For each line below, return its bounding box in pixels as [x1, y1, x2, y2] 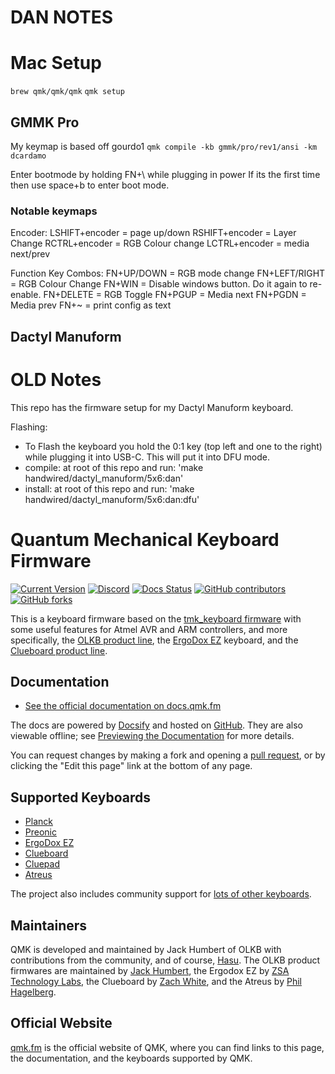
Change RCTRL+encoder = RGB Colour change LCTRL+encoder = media [10, 237, 310, 250]
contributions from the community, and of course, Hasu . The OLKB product [10, 954, 321, 966]
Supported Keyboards [10, 789, 151, 806]
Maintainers [10, 917, 88, 934]
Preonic [24, 826, 57, 838]
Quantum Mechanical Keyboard [10, 528, 280, 551]
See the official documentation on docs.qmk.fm [24, 700, 222, 712]
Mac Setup [10, 52, 102, 75]
